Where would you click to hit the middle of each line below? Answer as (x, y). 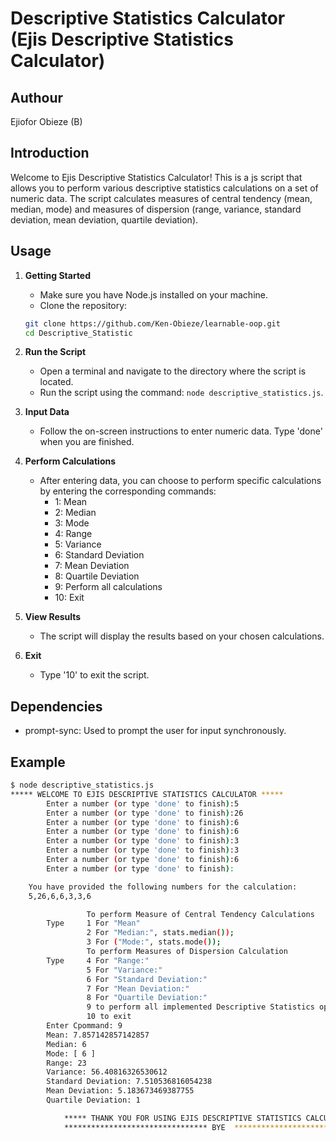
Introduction (50, 153)
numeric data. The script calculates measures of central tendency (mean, (161, 198)
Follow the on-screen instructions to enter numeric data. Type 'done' (181, 431)
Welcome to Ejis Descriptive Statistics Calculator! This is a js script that (156, 177)
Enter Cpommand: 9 (84, 1026)
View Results (53, 617)
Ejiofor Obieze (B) (46, 121)
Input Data (47, 412)
